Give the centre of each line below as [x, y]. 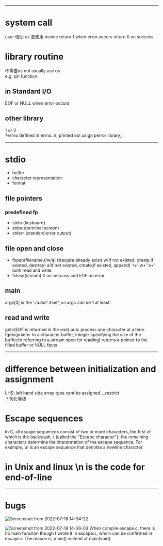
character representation [37, 178]
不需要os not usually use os [33, 70]
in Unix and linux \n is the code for [75, 467]
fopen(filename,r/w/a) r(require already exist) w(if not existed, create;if [83, 260]
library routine [34, 57]
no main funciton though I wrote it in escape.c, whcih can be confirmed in [79, 533]
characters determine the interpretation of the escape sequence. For [73, 442]
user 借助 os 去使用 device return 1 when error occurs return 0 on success [79, 36]
